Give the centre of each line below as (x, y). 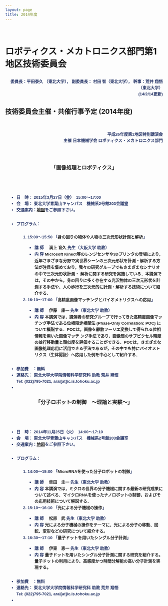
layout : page (19, 10)
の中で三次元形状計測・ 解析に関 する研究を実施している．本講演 (96, 274)
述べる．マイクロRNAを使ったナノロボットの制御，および (102, 495)
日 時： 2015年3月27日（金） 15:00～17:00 (58, 198)
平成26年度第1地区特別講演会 (135, 134)
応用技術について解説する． (65, 501)
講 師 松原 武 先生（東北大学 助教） (71, 518)
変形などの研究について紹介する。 (75, 531)
